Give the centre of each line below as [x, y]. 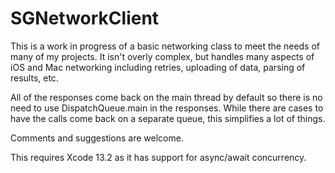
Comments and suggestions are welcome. [97, 138]
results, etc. [34, 78]
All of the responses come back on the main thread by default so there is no [166, 97]
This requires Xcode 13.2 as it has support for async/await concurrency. [158, 157]
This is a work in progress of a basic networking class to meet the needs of [165, 46]
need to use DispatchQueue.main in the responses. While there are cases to [167, 108]
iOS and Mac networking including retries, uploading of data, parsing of [158, 67]
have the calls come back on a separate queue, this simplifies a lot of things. [168, 118]
